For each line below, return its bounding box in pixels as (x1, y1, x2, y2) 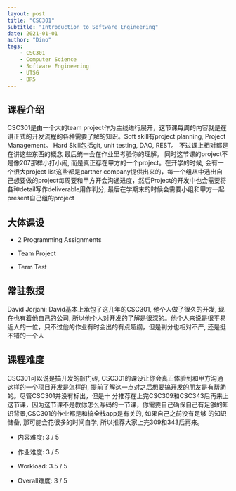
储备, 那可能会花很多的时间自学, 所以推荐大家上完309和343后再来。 (7, 418, 204, 426)
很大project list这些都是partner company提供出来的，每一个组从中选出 (13, 167, 217, 176)
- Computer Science (20, 56, 77, 63)
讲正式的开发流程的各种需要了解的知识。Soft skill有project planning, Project (7, 132, 226, 141)
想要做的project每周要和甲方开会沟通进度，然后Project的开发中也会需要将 (13, 177, 227, 185)
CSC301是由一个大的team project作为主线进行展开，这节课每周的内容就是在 (7, 124, 227, 132)
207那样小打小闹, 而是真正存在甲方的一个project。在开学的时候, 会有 (19, 159, 218, 167)
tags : (7, 43, 23, 50)
